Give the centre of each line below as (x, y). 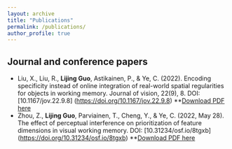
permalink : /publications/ (47, 27)
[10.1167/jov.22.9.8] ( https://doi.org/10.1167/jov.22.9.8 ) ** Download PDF (121, 101)
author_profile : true (39, 33)
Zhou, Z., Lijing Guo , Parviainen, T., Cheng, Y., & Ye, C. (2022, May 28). (121, 115)
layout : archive (31, 14)
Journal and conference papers (78, 61)
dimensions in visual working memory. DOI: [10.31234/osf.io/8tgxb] (114, 131)
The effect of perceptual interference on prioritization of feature (109, 123)
